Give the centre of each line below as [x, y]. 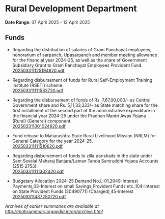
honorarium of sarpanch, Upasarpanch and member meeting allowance [84, 55]
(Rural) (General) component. [42, 121]
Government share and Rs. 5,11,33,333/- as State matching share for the [85, 105]
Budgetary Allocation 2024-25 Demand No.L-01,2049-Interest [75, 181]
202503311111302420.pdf [38, 171]
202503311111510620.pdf [37, 146]
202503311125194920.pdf [38, 70]
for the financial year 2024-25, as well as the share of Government [80, 60]
